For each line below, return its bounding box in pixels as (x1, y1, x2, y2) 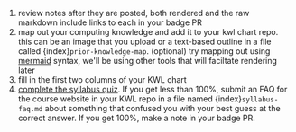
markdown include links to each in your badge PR (17, 17, 203, 28)
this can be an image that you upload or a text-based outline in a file (17, 36, 273, 47)
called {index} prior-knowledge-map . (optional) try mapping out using (17, 46, 271, 57)
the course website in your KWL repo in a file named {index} (17, 93, 242, 104)
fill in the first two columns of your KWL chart (17, 75, 187, 84)
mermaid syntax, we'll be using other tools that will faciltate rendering (17, 56, 278, 66)
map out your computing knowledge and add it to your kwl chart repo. (17, 27, 279, 37)
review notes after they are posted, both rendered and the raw (17, 8, 250, 18)
